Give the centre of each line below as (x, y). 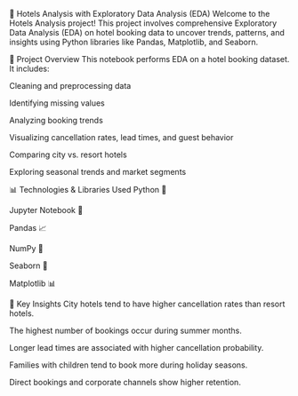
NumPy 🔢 (27, 248)
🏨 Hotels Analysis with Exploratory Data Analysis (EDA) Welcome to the (140, 14)
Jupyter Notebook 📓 (46, 210)
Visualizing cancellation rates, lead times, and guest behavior (121, 137)
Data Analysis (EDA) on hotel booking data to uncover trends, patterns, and (147, 32)
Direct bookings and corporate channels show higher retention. (125, 382)
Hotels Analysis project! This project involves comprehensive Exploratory (143, 23)
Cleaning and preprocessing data (70, 86)
